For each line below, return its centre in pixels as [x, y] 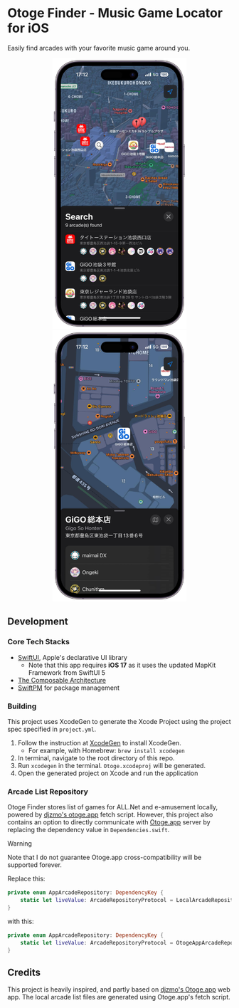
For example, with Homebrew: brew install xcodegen [106, 750]
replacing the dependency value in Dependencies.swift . [89, 830]
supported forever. [35, 865]
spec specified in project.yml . [52, 729]
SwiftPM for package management [68, 688]
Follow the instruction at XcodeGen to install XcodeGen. [99, 742]
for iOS [28, 28]
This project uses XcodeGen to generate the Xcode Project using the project [119, 721]
